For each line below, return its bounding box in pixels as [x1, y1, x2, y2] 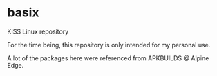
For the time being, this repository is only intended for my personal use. [7, 40, 211, 49]
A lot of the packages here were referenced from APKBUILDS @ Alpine [7, 53, 209, 62]
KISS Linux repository [7, 27, 69, 36]
